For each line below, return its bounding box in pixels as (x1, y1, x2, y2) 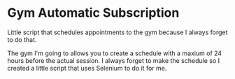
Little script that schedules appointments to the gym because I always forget (7, 28, 228, 36)
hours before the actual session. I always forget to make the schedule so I (7, 56, 220, 64)
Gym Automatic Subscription (7, 5, 180, 21)
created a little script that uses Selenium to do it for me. (7, 64, 167, 72)
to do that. (7, 35, 37, 43)
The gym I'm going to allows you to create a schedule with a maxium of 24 (7, 49, 222, 57)
